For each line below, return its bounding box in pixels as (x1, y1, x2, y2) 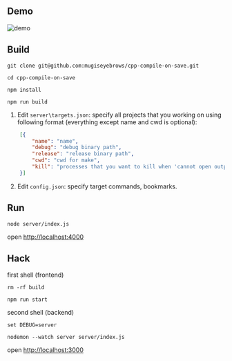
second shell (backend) (7, 309, 75, 317)
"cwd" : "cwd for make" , (32, 157, 100, 164)
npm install (7, 86, 41, 93)
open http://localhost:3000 (7, 346, 84, 354)
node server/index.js (7, 220, 70, 227)
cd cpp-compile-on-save (7, 74, 76, 81)
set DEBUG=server (7, 322, 57, 329)
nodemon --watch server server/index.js (7, 334, 126, 341)
